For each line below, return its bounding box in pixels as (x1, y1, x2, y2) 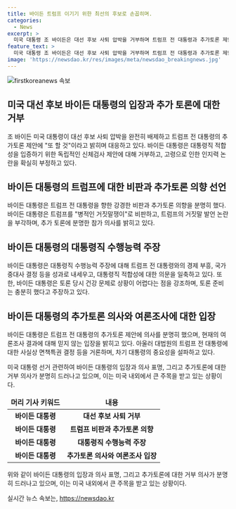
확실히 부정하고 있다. (20, 158, 77, 167)
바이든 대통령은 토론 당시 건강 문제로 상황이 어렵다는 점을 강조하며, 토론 (16, 279, 211, 287)
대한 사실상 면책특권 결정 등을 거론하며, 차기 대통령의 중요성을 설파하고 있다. (7, 348, 216, 356)
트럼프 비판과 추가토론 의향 (70, 425, 154, 434)
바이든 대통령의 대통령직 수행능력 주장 (7, 241, 161, 253)
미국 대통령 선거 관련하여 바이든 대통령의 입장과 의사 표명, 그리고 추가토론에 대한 (7, 363, 227, 371)
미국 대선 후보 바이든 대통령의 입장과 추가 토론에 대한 (7, 99, 221, 111)
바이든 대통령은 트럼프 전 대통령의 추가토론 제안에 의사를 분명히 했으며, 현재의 (7, 330, 219, 339)
